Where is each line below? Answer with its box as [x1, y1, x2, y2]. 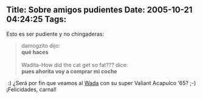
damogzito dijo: [21, 42, 61, 49]
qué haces [21, 48, 49, 56]
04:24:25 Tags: [6, 14, 67, 25]
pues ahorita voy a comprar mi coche [21, 68, 117, 75]
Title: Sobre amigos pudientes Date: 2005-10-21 [6, 5, 193, 15]
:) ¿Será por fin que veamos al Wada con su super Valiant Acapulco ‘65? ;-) [7, 79, 197, 86]
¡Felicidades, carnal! [6, 86, 57, 93]
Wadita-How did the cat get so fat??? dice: [21, 61, 128, 68]
